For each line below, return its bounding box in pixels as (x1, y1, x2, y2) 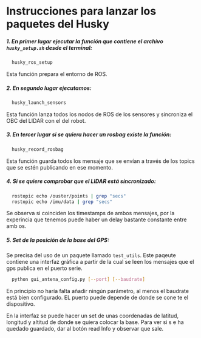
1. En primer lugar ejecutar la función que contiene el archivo (6, 38, 163, 45)
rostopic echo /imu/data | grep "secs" (12, 199, 113, 205)
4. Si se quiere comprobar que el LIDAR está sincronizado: (6, 178, 156, 185)
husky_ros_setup (12, 60, 53, 66)
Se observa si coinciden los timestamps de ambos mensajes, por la (6, 210, 175, 217)
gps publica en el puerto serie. (6, 264, 83, 272)
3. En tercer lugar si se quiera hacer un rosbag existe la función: (6, 131, 172, 138)
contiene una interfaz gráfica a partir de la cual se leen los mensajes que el (6, 258, 194, 266)
